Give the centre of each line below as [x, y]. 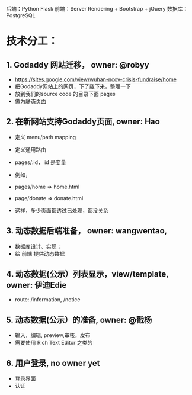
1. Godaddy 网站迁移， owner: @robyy [78, 65]
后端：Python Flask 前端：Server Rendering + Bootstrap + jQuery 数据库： [97, 9]
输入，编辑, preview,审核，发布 [52, 335]
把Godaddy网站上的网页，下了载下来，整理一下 [73, 86]
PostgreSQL [21, 15]
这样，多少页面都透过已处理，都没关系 [61, 210]
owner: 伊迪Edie [36, 285]
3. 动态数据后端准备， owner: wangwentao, [87, 231]
